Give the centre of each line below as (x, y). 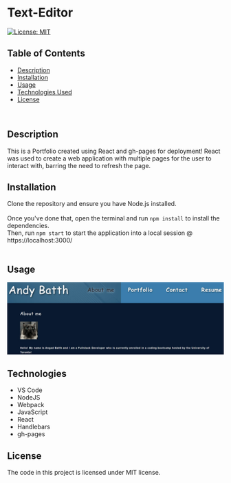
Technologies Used (44, 92)
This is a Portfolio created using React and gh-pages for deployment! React (114, 151)
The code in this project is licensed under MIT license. (84, 473)
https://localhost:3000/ (40, 240)
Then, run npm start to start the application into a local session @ (100, 233)
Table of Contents (46, 53)
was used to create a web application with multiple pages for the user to (109, 158)
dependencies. (28, 226)
